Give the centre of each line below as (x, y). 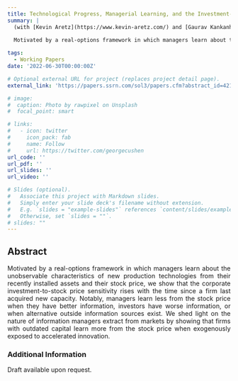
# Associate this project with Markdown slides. (84, 196)
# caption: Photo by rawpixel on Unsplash (73, 105)
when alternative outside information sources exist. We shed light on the (119, 314)
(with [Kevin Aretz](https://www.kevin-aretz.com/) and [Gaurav (110, 27)
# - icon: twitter (38, 131)
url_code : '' (27, 157)
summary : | (23, 21)
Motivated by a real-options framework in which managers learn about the (119, 268)
